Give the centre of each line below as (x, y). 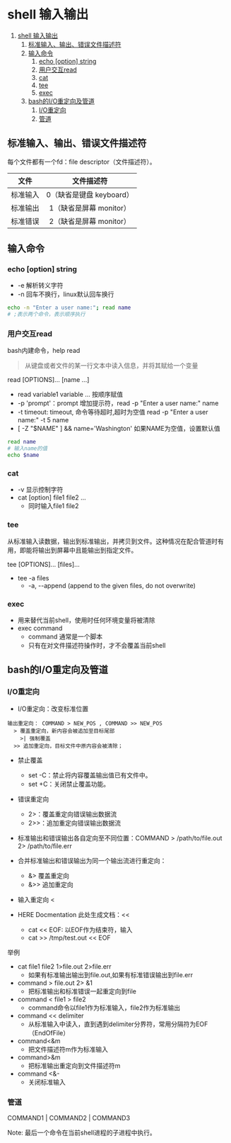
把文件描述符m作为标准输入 (68, 1049)
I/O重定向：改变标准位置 (53, 709)
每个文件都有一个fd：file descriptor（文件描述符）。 (82, 162)
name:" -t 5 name (43, 420)
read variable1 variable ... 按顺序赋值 (70, 395)
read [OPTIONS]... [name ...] (48, 380)
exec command (40, 628)
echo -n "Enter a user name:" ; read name (69, 308)
